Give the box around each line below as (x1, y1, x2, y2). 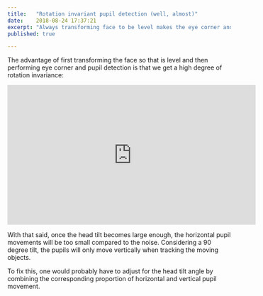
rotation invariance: (7, 71, 64, 80)
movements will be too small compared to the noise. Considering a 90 (7, 239, 211, 247)
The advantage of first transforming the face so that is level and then (7, 56, 208, 65)
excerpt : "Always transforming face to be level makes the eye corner (7, 23, 220, 31)
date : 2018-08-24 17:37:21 (7, 17, 97, 24)
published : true (7, 30, 55, 38)
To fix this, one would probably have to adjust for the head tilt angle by (7, 267, 214, 275)
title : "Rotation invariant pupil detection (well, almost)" (7, 10, 198, 18)
